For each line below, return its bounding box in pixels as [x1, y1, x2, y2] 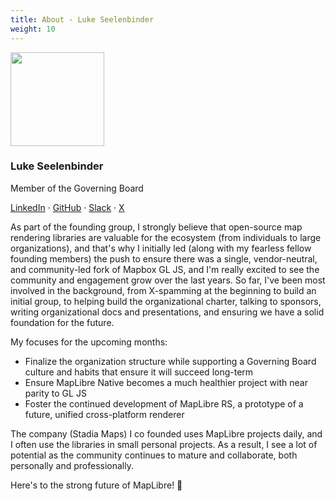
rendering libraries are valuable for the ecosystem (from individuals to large [10, 231, 322, 243]
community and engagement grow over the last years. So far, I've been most [10, 274, 326, 286]
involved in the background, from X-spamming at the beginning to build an [10, 284, 317, 296]
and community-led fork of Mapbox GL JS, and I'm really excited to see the [10, 263, 320, 275]
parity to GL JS [24, 387, 87, 399]
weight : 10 [10, 24, 56, 34]
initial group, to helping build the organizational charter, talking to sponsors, [10, 295, 322, 307]
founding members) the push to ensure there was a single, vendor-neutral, [10, 252, 318, 265]
